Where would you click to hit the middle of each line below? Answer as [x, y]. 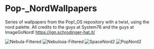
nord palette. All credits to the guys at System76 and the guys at [69, 27]
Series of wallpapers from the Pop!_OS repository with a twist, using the [77, 22]
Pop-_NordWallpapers [51, 8]
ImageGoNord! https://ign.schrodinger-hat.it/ [50, 32]
